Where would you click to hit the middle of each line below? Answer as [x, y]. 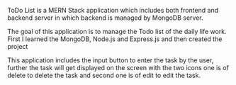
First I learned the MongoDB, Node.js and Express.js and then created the [115, 39]
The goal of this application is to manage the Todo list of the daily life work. [117, 32]
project [18, 46]
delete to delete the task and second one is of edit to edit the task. [104, 75]
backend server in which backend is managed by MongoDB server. [105, 18]
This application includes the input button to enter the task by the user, [111, 60]
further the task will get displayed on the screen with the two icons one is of [118, 68]
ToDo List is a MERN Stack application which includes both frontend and [113, 10]
